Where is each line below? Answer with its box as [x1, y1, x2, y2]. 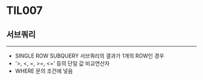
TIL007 [6, 4, 43, 18]
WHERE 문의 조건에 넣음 [14, 67, 73, 75]
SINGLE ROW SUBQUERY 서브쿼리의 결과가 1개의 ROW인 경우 [14, 52, 164, 59]
